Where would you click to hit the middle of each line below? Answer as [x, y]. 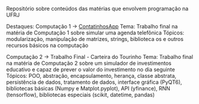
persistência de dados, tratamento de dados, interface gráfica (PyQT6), [94, 82]
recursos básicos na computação [47, 45]
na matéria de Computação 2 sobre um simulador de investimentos [89, 63]
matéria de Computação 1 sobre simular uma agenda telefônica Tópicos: [95, 33]
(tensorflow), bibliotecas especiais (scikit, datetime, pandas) [81, 95]
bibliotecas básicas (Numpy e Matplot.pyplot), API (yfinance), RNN [88, 88]
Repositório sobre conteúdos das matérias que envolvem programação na [97, 9]
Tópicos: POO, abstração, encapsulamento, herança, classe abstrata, [91, 76]
